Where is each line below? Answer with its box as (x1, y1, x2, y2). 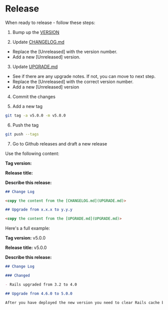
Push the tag (12, 122, 39, 128)
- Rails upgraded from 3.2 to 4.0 (5, 282, 77, 287)
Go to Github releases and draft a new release (12, 140, 107, 146)
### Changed (5, 273, 30, 278)
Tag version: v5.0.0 (5, 235, 46, 241)
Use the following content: (5, 150, 59, 156)
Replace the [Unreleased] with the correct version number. (12, 78, 133, 84)
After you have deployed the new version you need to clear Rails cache (5, 300, 160, 305)
